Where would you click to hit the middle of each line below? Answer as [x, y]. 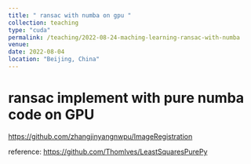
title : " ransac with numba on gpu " [70, 15]
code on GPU [51, 115]
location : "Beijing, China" [54, 60]
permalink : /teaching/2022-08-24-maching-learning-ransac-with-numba [124, 37]
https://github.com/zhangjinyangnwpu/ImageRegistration [100, 136]
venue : [19, 45]
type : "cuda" [29, 30]
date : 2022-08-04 [36, 52]
